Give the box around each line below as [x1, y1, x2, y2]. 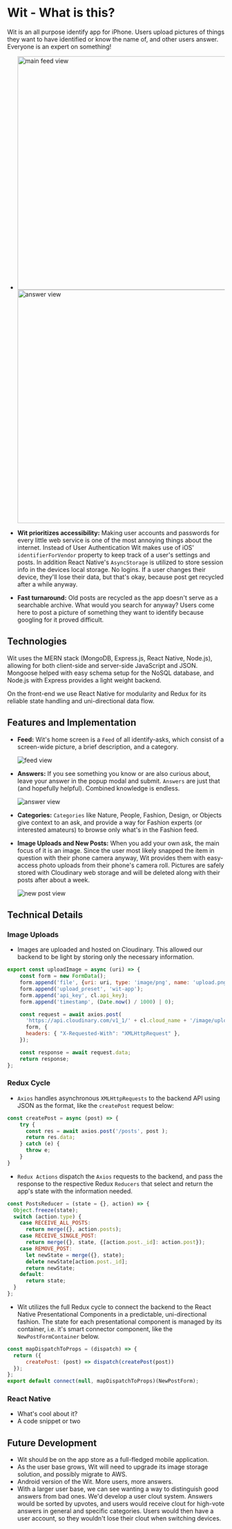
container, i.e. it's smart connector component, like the [17, 1324, 173, 1333]
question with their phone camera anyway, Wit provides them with [17, 853, 206, 862]
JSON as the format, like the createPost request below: [17, 1101, 175, 1109]
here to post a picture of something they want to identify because [17, 608, 204, 616]
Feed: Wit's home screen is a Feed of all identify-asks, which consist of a [17, 735, 224, 743]
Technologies [7, 636, 68, 647]
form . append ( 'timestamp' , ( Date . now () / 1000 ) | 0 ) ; [19, 998, 175, 1006]
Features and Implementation [7, 717, 137, 729]
